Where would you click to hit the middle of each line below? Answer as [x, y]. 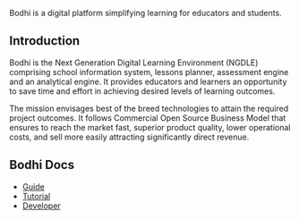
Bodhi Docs [42, 165]
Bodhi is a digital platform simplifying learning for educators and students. [145, 13]
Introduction [45, 41]
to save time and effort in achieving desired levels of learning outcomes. [142, 91]
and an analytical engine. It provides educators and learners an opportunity [148, 81]
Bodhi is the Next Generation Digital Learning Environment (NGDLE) [134, 63]
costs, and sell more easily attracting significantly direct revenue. [129, 137]
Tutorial [36, 196]
